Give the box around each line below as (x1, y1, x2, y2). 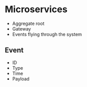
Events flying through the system (12, 31, 82, 37)
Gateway (12, 25, 31, 32)
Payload (12, 75, 30, 82)
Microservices (5, 4, 68, 15)
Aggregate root (12, 20, 45, 26)
